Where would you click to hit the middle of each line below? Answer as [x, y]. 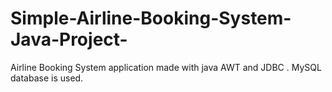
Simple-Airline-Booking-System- [151, 18]
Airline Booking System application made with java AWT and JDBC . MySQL [166, 67]
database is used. [47, 78]
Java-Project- [69, 39]
